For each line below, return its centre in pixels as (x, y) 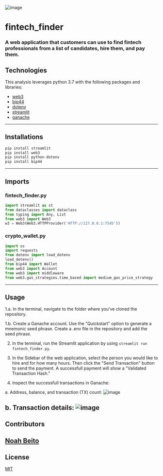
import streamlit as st (29, 205)
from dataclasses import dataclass (41, 210)
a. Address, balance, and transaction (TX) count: (54, 392)
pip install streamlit (28, 148)
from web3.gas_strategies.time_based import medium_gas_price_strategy (79, 278)
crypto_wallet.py (25, 236)
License (17, 457)
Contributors (25, 424)
